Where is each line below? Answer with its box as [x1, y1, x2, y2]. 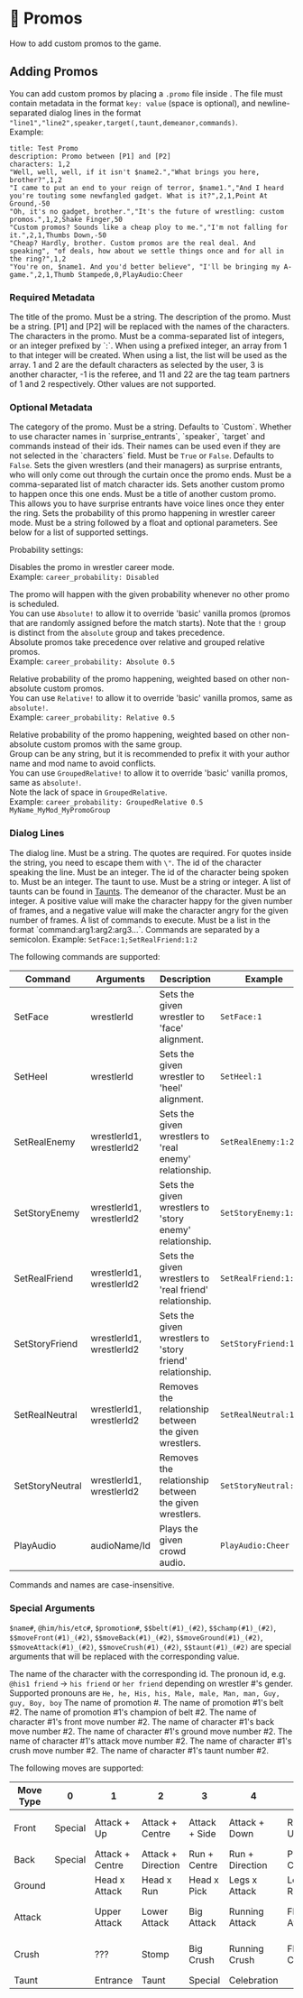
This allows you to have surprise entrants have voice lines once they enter [9, 498, 285, 509]
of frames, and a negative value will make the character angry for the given [9, 905, 289, 916]
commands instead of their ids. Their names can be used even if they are [9, 441, 281, 452]
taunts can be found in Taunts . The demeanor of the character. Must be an [9, 886, 287, 897]
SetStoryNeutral [14, 1479, 83, 1492]
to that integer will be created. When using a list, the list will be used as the [9, 350, 288, 361]
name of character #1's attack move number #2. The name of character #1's [9, 1736, 292, 1746]
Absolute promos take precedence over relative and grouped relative [9, 637, 265, 648]
